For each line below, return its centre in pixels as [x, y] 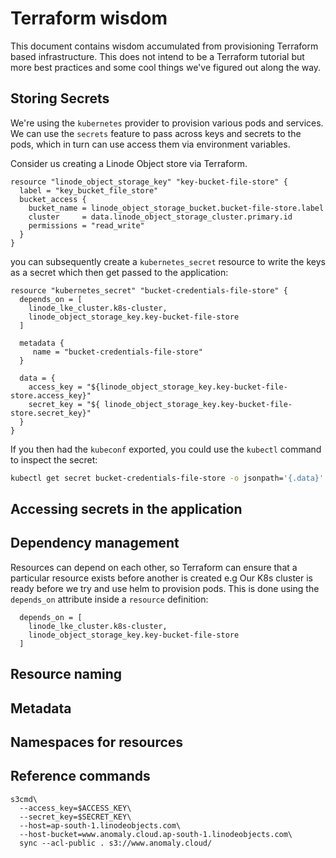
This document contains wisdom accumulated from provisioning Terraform [164, 46]
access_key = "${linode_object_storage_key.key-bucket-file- [158, 387]
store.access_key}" [51, 395]
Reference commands [80, 776]
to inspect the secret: [54, 459]
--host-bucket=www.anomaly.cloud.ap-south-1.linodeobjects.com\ [156, 834]
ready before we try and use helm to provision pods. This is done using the [165, 588]
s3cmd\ [24, 799]
